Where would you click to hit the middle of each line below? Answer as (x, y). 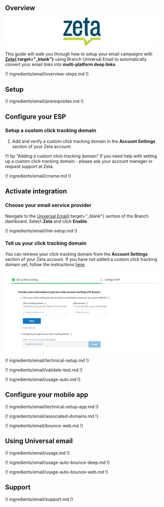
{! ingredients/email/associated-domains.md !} (52, 416)
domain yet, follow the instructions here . (46, 264)
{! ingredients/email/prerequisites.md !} (44, 101)
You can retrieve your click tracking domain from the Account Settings (76, 254)
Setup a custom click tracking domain (51, 130)
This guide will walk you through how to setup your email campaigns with (79, 54)
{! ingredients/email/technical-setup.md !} (47, 360)
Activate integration (36, 191)
